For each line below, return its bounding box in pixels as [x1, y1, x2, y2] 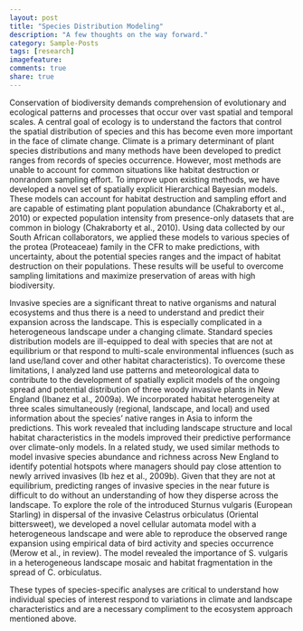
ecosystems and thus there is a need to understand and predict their [9, 307, 265, 318]
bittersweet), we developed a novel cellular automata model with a [9, 518, 257, 530]
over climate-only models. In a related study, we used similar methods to [9, 441, 280, 453]
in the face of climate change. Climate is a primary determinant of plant [9, 135, 275, 146]
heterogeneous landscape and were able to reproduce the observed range [9, 528, 288, 539]
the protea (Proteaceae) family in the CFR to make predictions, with [9, 241, 260, 252]
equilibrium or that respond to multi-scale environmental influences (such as [9, 345, 294, 356]
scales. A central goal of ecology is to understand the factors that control [9, 116, 282, 127]
